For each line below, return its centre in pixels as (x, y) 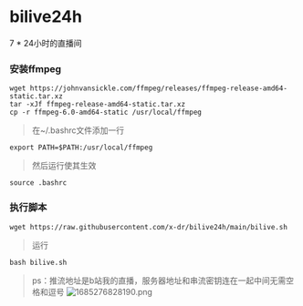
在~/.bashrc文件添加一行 (78, 130)
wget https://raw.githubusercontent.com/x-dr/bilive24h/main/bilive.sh (148, 227)
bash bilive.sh (38, 262)
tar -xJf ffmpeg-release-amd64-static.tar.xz (97, 105)
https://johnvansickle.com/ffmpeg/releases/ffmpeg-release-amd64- (158, 88)
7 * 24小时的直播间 (46, 43)
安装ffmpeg (36, 68)
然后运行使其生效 (64, 166)
